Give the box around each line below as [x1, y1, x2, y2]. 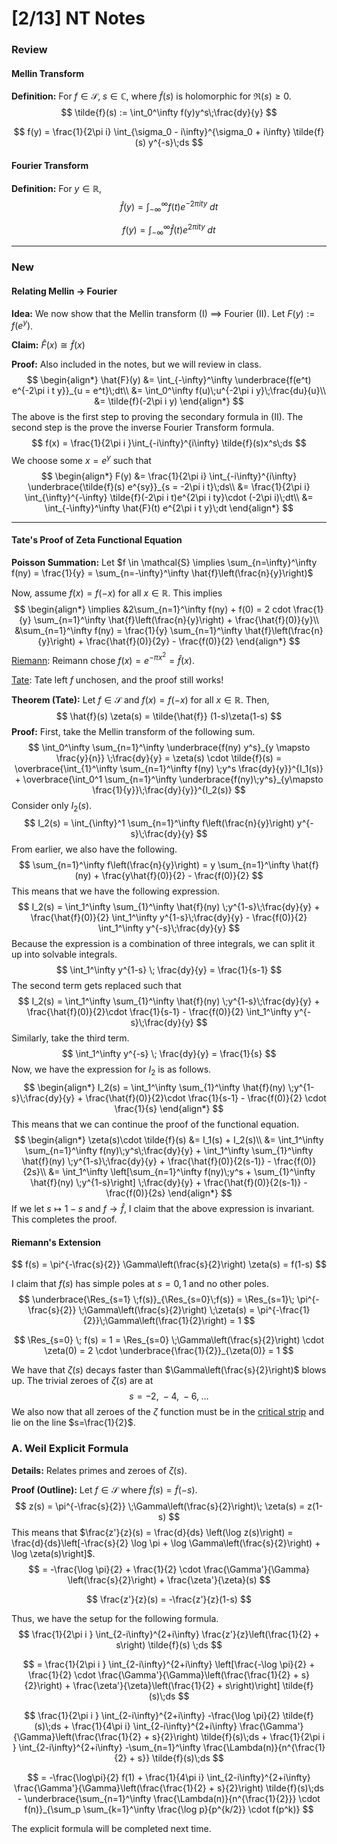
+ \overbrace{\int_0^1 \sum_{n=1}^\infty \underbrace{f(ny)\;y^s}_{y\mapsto [14, 773, 324, 785]
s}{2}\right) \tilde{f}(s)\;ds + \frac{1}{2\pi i [152, 1730, 326, 1742]
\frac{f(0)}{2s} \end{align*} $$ [105, 1187, 233, 1199]
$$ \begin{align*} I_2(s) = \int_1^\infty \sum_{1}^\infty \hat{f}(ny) [23, 1082, 286, 1094]
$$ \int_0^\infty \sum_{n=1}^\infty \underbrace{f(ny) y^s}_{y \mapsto [27, 741, 311, 753]
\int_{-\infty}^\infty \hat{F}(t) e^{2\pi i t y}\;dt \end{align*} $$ [44, 502, 294, 514]
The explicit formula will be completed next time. [11, 1822, 212, 1834]
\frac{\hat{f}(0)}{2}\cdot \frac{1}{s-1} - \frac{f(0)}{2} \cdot [85, 1092, 327, 1104]
